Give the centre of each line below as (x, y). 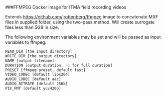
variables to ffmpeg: (26, 42)
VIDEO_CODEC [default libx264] (38, 75)
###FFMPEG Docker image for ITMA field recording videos (66, 7)
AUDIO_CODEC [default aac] (33, 79)
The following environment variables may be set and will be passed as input (83, 37)
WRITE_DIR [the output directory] (41, 56)
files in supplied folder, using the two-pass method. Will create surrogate (80, 22)
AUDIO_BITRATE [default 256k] (37, 84)
